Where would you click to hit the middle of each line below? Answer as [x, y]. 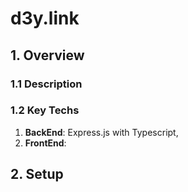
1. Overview [47, 55]
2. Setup [37, 174]
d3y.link [45, 18]
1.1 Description [46, 84]
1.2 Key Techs [45, 110]
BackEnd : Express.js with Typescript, [101, 132]
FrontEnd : [45, 143]
